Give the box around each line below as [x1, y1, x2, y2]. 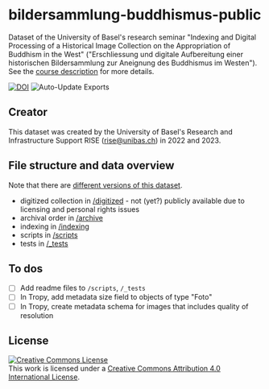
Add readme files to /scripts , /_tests [19, 283, 147, 293]
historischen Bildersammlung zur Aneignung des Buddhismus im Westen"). [8, 58, 258, 68]
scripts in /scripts [19, 230, 78, 239]
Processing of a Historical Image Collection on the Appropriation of [8, 40, 231, 50]
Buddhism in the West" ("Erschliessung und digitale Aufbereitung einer [8, 49, 244, 59]
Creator [8, 106, 48, 119]
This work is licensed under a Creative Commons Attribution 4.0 [8, 364, 221, 374]
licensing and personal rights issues [19, 204, 139, 214]
